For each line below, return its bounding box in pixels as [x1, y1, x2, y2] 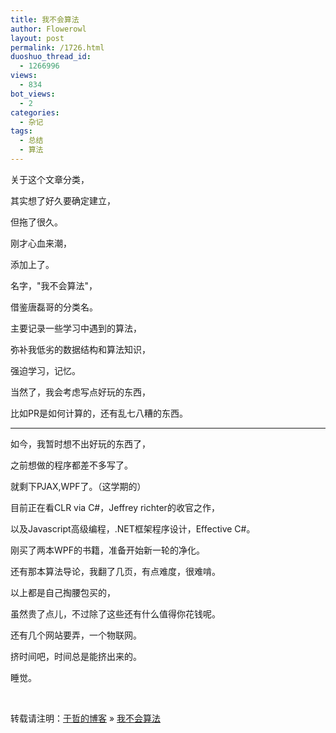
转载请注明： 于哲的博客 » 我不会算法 [10, 712, 162, 724]
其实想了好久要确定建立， [10, 194, 116, 206]
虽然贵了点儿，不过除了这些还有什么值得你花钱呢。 [10, 607, 221, 620]
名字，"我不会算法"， [10, 279, 98, 291]
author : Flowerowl [10, 24, 87, 34]
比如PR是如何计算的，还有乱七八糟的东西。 [10, 407, 188, 419]
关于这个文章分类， [10, 173, 90, 185]
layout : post [10, 33, 65, 43]
